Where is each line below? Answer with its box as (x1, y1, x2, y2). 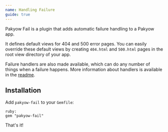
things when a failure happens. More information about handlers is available (5, 66, 162, 72)
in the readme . (5, 71, 35, 77)
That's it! (5, 122, 24, 128)
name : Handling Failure (5, 7, 55, 12)
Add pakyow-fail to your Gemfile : (5, 99, 74, 105)
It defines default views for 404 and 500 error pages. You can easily (5, 40, 147, 46)
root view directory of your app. (5, 51, 71, 57)
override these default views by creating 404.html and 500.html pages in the (5, 46, 163, 52)
